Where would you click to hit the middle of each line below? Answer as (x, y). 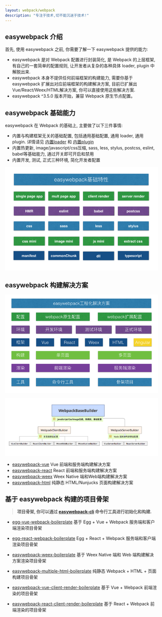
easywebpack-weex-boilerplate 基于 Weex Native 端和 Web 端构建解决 (83, 555)
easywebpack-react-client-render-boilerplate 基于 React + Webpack (81, 604)
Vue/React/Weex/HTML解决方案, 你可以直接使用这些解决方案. (74, 90)
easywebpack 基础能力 (40, 113)
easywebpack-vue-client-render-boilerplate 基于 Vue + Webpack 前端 (82, 587)
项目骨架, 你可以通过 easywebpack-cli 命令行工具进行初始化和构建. (84, 512)
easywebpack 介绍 (34, 37)
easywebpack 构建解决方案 (47, 285)
